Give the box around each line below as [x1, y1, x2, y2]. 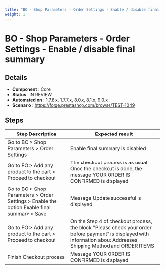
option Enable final [7, 204, 51, 211]
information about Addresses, [70, 237, 139, 243]
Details [5, 73, 27, 81]
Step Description [16, 131, 57, 137]
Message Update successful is [70, 195, 141, 202]
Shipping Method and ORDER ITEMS [70, 243, 154, 249]
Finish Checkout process [7, 254, 65, 261]
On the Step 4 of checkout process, [70, 218, 152, 225]
